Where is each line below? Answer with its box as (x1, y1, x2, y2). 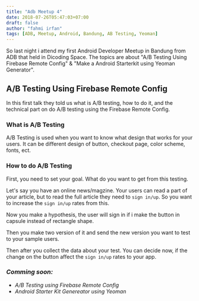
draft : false (6, 20, 39, 26)
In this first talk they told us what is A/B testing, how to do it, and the (6, 99, 173, 106)
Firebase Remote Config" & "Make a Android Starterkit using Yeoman (6, 60, 175, 67)
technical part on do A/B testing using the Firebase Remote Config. (6, 105, 170, 113)
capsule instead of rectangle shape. (6, 217, 94, 224)
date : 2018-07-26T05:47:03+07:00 (6, 14, 89, 20)
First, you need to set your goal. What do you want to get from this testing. (6, 175, 188, 182)
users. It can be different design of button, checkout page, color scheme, (6, 141, 185, 148)
